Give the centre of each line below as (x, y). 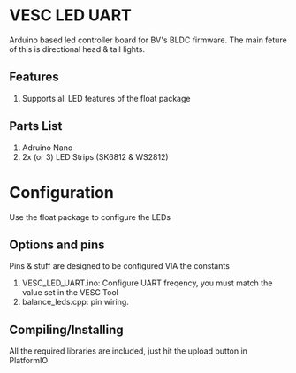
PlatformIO (29, 361)
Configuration (62, 192)
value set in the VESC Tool (70, 293)
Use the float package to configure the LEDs (90, 217)
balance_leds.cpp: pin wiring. (76, 302)
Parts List (36, 126)
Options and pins (57, 244)
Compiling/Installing (66, 329)
